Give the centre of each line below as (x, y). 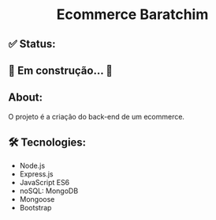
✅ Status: (32, 44)
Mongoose (37, 199)
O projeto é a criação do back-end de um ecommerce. (97, 116)
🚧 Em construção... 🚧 (60, 70)
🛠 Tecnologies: (47, 143)
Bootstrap (35, 207)
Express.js (36, 174)
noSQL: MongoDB (49, 191)
